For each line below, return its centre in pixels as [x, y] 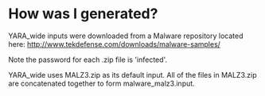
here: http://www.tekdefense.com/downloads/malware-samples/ [115, 44]
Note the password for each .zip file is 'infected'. [88, 60]
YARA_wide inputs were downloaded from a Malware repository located [126, 36]
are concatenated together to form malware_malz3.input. [101, 83]
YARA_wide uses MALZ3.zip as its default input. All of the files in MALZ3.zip [132, 75]
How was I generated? [83, 14]
